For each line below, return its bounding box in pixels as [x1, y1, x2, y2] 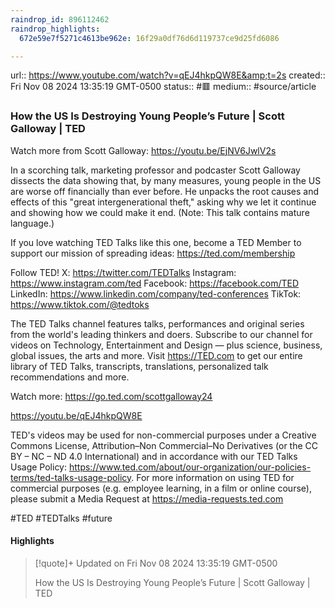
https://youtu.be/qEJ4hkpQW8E [10, 409, 143, 421]
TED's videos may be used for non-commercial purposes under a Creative [10, 429, 317, 441]
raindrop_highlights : [10, 24, 101, 34]
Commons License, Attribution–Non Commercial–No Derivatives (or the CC [10, 439, 318, 451]
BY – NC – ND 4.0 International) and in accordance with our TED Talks [10, 450, 298, 462]
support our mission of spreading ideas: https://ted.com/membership [10, 247, 296, 259]
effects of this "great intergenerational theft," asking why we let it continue [10, 196, 317, 208]
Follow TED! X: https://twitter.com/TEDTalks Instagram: [10, 266, 237, 278]
